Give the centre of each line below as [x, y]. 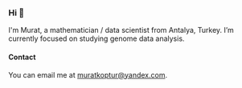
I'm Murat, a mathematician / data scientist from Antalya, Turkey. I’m [121, 30]
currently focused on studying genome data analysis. [96, 38]
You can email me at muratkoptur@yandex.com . [88, 74]
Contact [22, 57]
